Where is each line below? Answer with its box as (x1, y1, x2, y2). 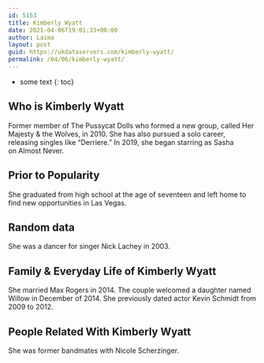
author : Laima (8, 33, 55, 42)
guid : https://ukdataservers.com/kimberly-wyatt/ (8, 48, 175, 56)
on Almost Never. (8, 146, 65, 155)
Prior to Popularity (8, 169, 100, 182)
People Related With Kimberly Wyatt (8, 324, 191, 339)
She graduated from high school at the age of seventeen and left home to (8, 190, 247, 199)
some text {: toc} (19, 76, 75, 87)
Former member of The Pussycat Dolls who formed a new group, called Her (8, 120, 255, 130)
